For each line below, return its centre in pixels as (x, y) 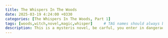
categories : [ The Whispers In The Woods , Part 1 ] (58, 19)
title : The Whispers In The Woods (41, 10)
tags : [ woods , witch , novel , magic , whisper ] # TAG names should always (82, 23)
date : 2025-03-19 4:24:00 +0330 (39, 14)
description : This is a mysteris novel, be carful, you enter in (74, 28)
